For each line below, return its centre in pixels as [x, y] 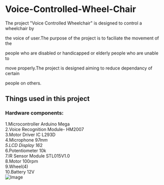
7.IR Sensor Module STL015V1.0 [38, 155]
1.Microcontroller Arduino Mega [37, 124]
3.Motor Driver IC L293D [30, 134]
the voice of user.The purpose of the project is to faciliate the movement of [82, 38]
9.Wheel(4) [17, 166]
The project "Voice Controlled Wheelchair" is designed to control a [74, 23]
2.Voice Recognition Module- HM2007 [45, 129]
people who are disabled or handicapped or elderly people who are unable [82, 53]
